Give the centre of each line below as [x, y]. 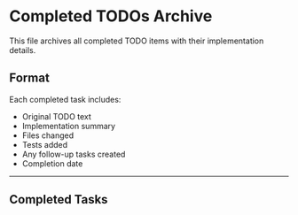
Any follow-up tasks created [74, 154]
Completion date [52, 163]
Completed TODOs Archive [111, 16]
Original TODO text [56, 116]
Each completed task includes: [65, 99]
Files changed [48, 135]
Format [30, 78]
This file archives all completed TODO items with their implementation [137, 41]
